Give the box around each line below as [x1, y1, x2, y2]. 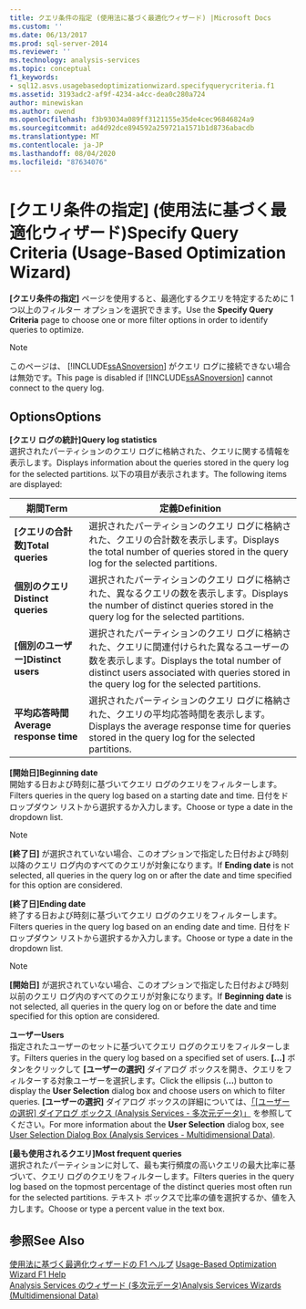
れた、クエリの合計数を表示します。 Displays [88, 534, 280, 546]
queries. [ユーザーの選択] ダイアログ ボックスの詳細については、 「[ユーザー [9, 1096, 291, 1107]
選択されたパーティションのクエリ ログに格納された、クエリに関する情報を [9, 446, 291, 457]
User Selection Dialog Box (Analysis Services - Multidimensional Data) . [9, 1129, 276, 1140]
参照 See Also [9, 1232, 85, 1248]
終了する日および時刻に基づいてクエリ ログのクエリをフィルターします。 [9, 909, 282, 921]
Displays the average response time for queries [88, 720, 291, 732]
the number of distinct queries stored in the [88, 599, 274, 612]
